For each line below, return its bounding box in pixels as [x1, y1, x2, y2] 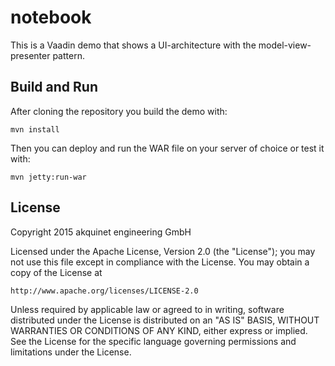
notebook [10, 6, 92, 29]
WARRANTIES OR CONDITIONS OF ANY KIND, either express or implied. [10, 324, 308, 336]
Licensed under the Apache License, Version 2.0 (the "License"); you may [10, 245, 316, 257]
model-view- [258, 39, 312, 51]
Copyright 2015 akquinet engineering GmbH [10, 226, 192, 238]
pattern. [52, 49, 85, 61]
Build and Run [10, 79, 98, 96]
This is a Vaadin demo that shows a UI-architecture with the [10, 39, 257, 51]
